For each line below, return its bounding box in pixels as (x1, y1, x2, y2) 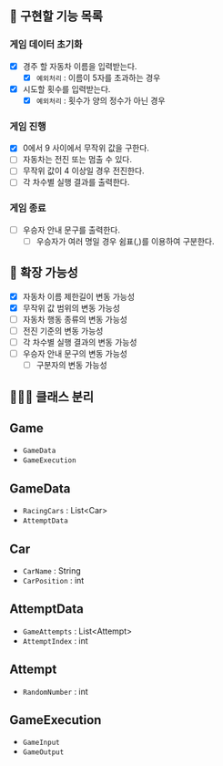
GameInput (22, 738, 61, 748)
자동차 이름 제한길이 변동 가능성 (22, 291, 135, 302)
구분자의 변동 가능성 (35, 359, 107, 371)
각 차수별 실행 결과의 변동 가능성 (22, 336, 137, 347)
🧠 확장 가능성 (9, 265, 79, 281)
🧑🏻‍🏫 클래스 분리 (9, 388, 94, 404)
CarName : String (22, 564, 82, 576)
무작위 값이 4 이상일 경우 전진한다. (22, 165, 145, 176)
